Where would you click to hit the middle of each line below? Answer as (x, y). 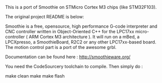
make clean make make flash (35, 76)
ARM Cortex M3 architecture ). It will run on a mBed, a (84, 37)
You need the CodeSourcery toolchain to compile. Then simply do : (74, 66)
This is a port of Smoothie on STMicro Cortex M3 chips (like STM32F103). (81, 7)
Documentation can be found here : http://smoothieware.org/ (68, 57)
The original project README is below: (45, 17)
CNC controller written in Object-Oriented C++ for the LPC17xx (70, 31)
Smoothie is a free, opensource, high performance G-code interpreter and (81, 26)
